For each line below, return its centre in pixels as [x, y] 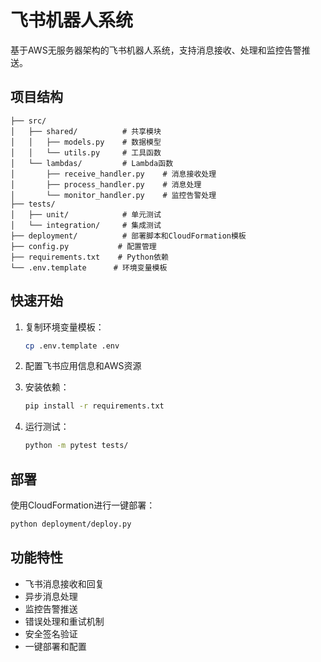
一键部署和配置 [55, 646]
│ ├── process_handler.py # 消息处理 [106, 184]
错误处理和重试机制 [64, 621]
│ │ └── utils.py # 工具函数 [86, 152]
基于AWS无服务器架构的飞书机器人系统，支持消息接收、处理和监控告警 [156, 50]
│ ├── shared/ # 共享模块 [86, 131]
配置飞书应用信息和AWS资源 [83, 366]
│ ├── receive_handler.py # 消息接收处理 [113, 174]
